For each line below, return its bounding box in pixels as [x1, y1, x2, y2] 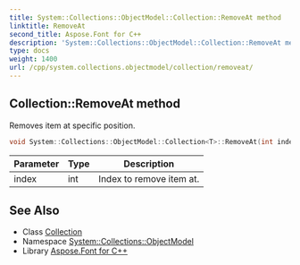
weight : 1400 [9, 55, 58, 64]
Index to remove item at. [97, 172, 200, 184]
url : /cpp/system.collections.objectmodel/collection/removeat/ [9, 64, 254, 73]
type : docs [9, 47, 50, 56]
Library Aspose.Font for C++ [21, 245, 128, 256]
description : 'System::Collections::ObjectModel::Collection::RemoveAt [9, 38, 281, 47]
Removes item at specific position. [9, 120, 136, 131]
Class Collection [21, 227, 83, 237]
